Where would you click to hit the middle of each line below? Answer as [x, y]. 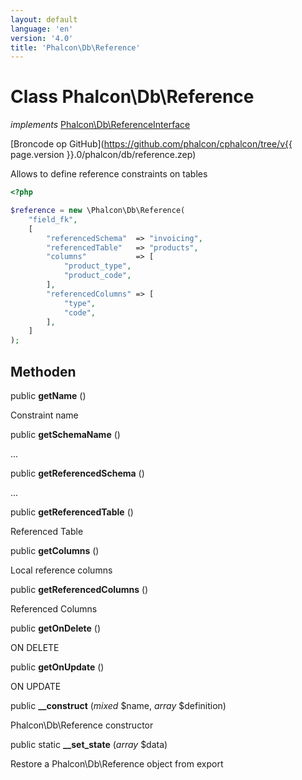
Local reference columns [61, 570]
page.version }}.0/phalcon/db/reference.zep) [103, 155]
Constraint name [44, 415]
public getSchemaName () [65, 434]
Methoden [43, 371]
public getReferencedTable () [72, 512]
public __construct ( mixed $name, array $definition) [118, 705]
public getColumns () [55, 550]
